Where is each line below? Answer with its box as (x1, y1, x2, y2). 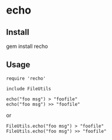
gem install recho (6, 43, 48, 50)
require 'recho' (6, 75, 46, 82)
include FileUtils (6, 86, 51, 92)
